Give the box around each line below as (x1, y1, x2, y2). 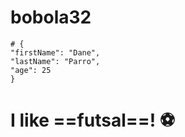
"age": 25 (10, 65, 52, 75)
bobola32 (10, 6, 92, 29)
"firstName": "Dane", (10, 47, 101, 58)
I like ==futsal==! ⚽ (10, 109, 176, 132)
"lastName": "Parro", (10, 56, 101, 66)
